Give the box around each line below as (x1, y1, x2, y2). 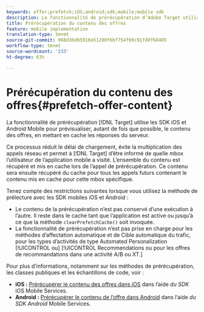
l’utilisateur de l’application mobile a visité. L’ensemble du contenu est (6, 156, 180, 163)
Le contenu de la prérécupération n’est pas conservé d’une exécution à (15, 205, 193, 212)
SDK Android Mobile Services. (15, 300, 91, 307)
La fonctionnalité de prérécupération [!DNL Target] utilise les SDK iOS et (6, 118, 187, 126)
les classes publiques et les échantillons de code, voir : (6, 268, 144, 276)
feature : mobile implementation (6, 25, 88, 32)
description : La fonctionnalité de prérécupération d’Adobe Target (6, 15, 181, 21)
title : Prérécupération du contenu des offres (6, 20, 126, 26)
